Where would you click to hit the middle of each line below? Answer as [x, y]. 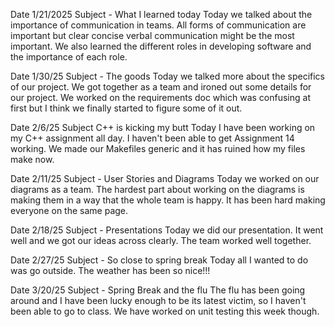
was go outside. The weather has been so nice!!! [110, 270]
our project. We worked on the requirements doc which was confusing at [160, 97]
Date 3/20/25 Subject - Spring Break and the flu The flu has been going [158, 290]
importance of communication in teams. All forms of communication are [158, 25]
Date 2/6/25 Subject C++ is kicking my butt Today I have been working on [163, 127]
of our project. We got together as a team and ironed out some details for [161, 87]
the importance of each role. [69, 57]
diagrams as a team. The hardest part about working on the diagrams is [157, 189]
